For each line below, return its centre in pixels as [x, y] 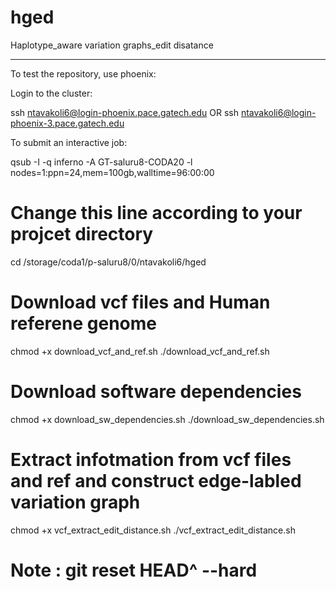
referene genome [83, 323]
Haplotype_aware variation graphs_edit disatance [112, 45]
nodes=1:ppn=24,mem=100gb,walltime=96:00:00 [112, 172]
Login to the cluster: [51, 93]
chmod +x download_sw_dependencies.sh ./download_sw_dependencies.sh [167, 419]
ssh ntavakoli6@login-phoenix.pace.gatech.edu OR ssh [124, 112]
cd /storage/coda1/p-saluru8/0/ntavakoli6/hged [108, 262]
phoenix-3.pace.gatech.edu [67, 123]
